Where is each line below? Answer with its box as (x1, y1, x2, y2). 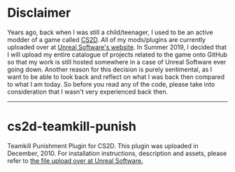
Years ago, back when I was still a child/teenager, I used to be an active (7, 28, 213, 36)
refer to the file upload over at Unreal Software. (7, 156, 143, 165)
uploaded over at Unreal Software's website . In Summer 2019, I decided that (7, 43, 227, 51)
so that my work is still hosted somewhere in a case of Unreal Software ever (7, 57, 227, 66)
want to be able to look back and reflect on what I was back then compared (7, 72, 225, 81)
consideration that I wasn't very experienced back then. (7, 87, 169, 96)
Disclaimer (7, 5, 71, 21)
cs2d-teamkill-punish (7, 119, 136, 134)
